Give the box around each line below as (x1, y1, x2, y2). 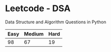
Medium (24, 30, 44, 37)
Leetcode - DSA (5, 3, 71, 14)
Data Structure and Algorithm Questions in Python (5, 19, 107, 25)
